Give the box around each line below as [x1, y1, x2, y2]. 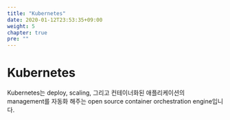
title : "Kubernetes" [7, 10, 67, 17]
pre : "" [7, 36, 30, 43]
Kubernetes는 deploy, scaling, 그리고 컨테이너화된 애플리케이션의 [7, 88, 185, 97]
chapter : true [7, 29, 48, 36]
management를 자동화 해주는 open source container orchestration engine [7, 97, 213, 106]
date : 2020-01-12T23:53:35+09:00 [7, 16, 103, 23]
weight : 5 [7, 23, 36, 29]
